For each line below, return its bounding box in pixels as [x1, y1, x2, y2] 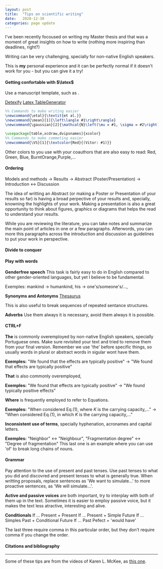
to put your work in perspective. [5, 236, 69, 242]
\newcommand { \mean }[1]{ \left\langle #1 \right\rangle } [5, 118, 116, 123]
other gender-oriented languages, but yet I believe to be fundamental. [5, 274, 145, 280]
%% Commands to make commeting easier [5, 135, 83, 141]
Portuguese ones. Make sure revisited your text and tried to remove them [5, 339, 151, 344]
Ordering [5, 165, 24, 171]
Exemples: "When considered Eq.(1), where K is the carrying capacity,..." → [5, 406, 157, 412]
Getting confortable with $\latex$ [5, 79, 74, 85]
